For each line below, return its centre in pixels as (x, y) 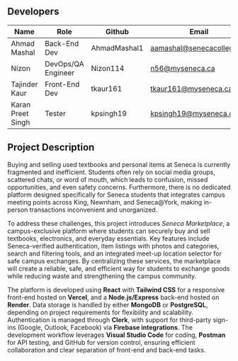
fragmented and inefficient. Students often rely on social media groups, (112, 172)
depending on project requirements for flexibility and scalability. (100, 312)
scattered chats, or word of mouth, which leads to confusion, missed (108, 179)
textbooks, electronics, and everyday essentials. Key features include (109, 238)
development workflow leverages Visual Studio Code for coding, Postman (117, 335)
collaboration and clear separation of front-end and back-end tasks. (107, 350)
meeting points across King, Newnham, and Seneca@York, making (105, 202)
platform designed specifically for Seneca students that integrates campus (116, 195)
